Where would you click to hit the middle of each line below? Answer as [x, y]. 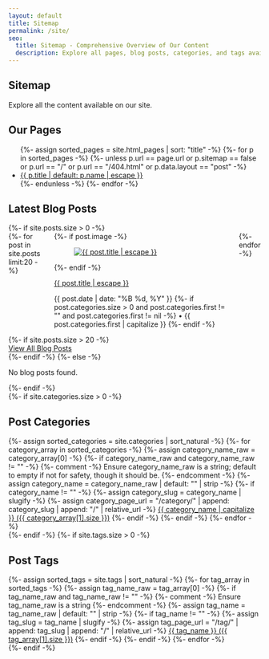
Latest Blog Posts [53, 209]
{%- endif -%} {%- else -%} [55, 357]
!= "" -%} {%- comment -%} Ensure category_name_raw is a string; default [132, 467]
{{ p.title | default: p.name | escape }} [81, 175]
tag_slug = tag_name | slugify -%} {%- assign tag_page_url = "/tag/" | [123, 622]
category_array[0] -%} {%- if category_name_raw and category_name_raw [132, 458]
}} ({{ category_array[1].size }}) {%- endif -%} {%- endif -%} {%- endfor [127, 518]
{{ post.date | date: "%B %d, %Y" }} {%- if [124, 299]
